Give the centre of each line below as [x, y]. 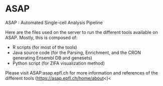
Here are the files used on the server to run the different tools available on [81, 32]
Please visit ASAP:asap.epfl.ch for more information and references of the [81, 72]
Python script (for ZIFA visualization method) [59, 63]
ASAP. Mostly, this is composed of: [41, 37]
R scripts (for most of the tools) [45, 47]
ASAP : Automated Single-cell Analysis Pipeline [54, 22]
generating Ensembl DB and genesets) [52, 57]
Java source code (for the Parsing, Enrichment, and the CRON [77, 52]
